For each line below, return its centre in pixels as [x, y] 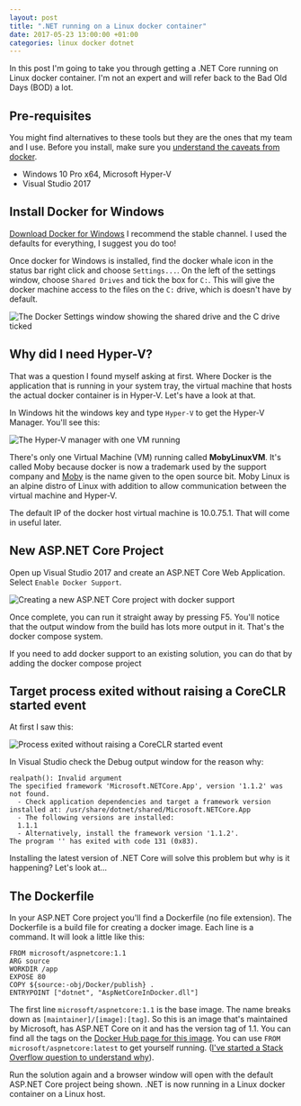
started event [48, 705]
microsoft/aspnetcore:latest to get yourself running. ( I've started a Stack [146, 1048]
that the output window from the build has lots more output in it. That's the [147, 626]
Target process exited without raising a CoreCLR [148, 691]
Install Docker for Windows [87, 212]
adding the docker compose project [75, 663]
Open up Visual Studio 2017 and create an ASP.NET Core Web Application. [147, 572]
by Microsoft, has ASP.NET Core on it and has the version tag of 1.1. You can [150, 1029]
